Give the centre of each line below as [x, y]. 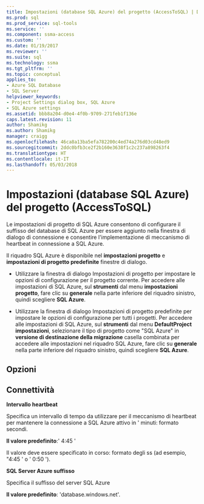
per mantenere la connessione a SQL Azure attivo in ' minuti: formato [93, 423]
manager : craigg [27, 136]
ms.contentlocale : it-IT [38, 159]
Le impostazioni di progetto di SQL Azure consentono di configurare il [93, 224]
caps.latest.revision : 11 [39, 119]
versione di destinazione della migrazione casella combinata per [97, 337]
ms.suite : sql [24, 57]
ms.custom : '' [24, 40]
